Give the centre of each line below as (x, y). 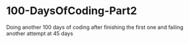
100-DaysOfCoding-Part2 (72, 11)
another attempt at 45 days (40, 33)
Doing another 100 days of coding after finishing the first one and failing (95, 27)
